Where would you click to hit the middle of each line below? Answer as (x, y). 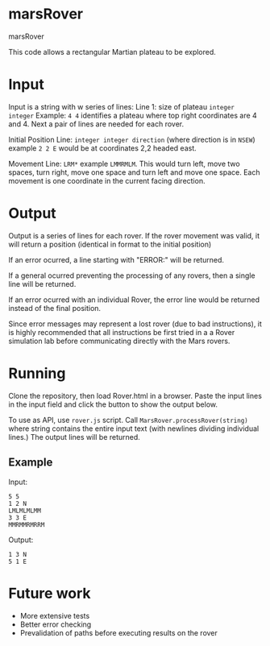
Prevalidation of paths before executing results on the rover (118, 632)
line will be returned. (42, 284)
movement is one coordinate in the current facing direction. (107, 180)
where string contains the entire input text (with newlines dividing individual (134, 429)
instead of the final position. (55, 308)
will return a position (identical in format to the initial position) (110, 244)
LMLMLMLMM (25, 511)
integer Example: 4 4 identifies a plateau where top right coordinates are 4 (133, 115)
